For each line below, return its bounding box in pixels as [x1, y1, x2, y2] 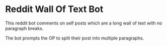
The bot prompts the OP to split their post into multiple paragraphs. [5, 35, 144, 41]
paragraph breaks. [5, 25, 44, 31]
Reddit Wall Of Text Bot [5, 3, 104, 15]
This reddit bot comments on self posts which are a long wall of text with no [5, 20, 162, 26]
